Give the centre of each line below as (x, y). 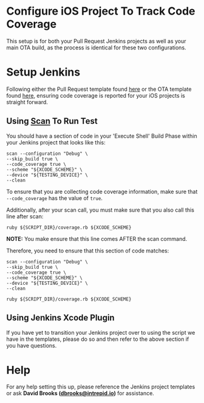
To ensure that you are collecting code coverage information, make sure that (102, 191)
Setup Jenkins (43, 72)
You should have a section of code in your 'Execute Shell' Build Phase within (102, 136)
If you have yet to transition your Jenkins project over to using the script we (101, 332)
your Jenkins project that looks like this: (56, 142)
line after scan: (25, 216)
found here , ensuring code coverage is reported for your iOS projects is (96, 95)
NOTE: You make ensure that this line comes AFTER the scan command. (97, 238)
